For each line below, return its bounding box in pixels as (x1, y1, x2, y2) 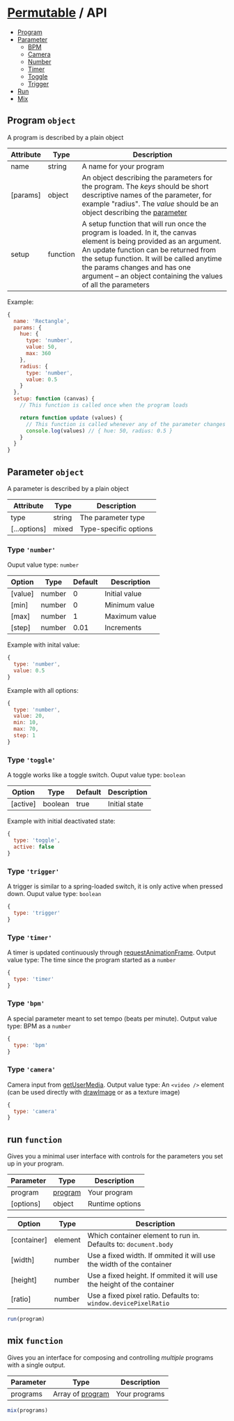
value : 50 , (25, 343, 58, 351)
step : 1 (13, 732, 36, 739)
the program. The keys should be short (81, 181, 209, 191)
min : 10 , (13, 719, 39, 726)
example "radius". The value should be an (81, 198, 219, 208)
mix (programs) (7, 1406, 49, 1414)
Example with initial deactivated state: (7, 817, 116, 826)
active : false (13, 843, 54, 850)
